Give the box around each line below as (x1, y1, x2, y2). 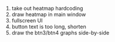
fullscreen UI (11, 17, 43, 24)
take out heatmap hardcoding (11, 5, 83, 12)
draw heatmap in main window (11, 11, 86, 18)
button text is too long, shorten (11, 23, 86, 30)
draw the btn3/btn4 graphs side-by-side (11, 29, 110, 36)
